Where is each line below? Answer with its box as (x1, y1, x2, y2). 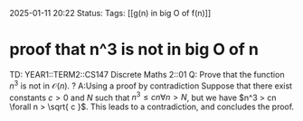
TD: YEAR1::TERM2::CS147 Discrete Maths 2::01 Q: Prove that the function (9, 69, 285, 79)
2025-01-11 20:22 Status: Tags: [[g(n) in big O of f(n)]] (9, 8, 212, 18)
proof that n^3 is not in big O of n (9, 40, 260, 60)
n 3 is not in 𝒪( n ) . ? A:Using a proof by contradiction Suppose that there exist (9, 79, 292, 91)
